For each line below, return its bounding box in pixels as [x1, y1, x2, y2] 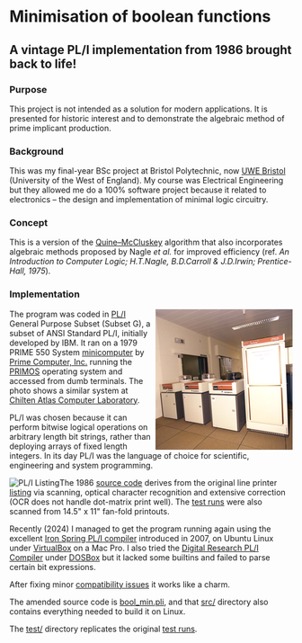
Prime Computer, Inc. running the [9, 356, 133, 367]
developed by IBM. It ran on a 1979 [9, 337, 138, 348]
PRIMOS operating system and [9, 366, 123, 377]
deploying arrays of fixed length [9, 441, 128, 451]
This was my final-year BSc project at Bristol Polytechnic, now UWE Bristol [9, 165, 286, 176]
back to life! [9, 56, 77, 71]
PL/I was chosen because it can [9, 412, 128, 423]
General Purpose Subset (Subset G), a [9, 317, 151, 329]
